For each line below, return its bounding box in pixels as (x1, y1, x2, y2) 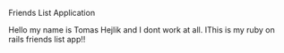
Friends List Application (8, 8, 96, 18)
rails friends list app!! (8, 34, 86, 44)
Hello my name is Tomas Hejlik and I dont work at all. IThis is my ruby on (8, 25, 275, 34)
